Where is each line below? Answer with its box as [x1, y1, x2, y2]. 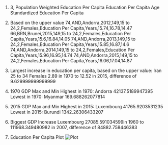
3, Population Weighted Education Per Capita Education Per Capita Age [10, 5, 160, 10]
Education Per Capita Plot [10, 134, 64, 140]
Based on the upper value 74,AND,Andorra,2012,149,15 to [10, 20, 130, 26]
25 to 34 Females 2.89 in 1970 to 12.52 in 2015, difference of [10, 73, 137, 79]
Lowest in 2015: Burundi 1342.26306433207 [10, 109, 103, 115]
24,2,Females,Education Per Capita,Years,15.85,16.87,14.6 [10, 41, 130, 47]
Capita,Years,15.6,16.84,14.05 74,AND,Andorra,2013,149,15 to [10, 36, 136, 42]
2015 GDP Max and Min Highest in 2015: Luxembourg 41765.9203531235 [10, 104, 163, 109]
